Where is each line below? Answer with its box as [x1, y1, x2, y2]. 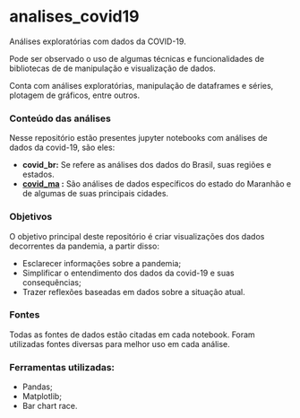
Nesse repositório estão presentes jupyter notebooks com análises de [9, 133, 268, 144]
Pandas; [21, 381, 53, 392]
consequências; [21, 276, 82, 288]
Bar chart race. [21, 401, 78, 412]
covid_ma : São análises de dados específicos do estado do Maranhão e [21, 179, 292, 189]
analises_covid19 [9, 6, 140, 27]
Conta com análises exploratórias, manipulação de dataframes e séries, [9, 80, 274, 91]
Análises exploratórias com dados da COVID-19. [9, 36, 186, 47]
